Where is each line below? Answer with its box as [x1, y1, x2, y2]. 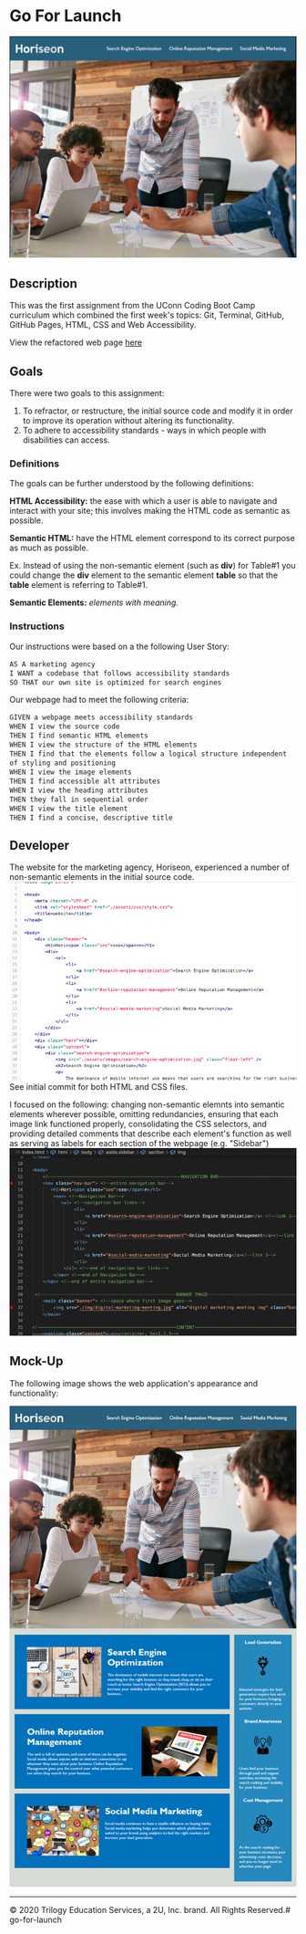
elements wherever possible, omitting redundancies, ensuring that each [9, 1109, 279, 1120]
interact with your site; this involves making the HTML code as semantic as [9, 506, 291, 517]
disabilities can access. [22, 434, 111, 445]
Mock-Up [9, 1354, 64, 1369]
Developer [9, 838, 70, 853]
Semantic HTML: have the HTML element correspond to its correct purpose [9, 533, 296, 544]
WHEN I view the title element [9, 804, 128, 813]
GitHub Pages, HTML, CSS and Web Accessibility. [9, 319, 197, 330]
